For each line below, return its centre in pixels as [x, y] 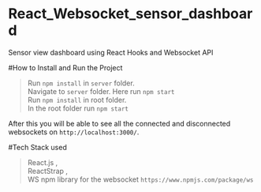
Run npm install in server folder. [81, 83]
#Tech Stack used [37, 147]
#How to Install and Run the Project [65, 67]
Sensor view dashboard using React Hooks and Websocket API [111, 52]
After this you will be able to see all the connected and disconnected [119, 123]
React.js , [43, 162]
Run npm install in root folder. [77, 100]
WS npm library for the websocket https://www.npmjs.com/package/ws [140, 179]
